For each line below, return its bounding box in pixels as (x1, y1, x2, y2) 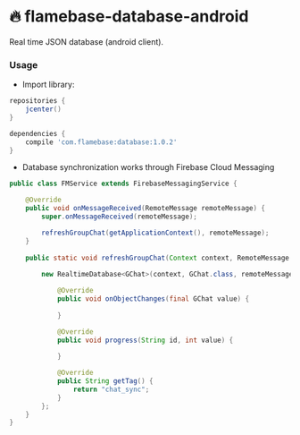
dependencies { (9, 129, 66, 138)
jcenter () (25, 105, 62, 114)
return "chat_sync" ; (72, 385, 150, 394)
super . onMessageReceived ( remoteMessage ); (41, 212, 198, 221)
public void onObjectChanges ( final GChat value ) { (56, 294, 250, 303)
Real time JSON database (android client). (9, 36, 163, 47)
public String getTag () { (56, 377, 154, 386)
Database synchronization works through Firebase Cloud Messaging (21, 162, 275, 173)
